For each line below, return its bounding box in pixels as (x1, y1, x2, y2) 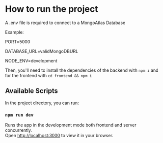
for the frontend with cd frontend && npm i (5, 72, 92, 78)
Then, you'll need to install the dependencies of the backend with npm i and (5, 67, 159, 73)
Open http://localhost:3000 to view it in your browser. (5, 133, 114, 139)
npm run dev (5, 112, 34, 117)
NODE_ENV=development (5, 57, 57, 63)
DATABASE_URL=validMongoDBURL (5, 48, 79, 54)
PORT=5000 (5, 38, 30, 45)
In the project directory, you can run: (5, 100, 79, 106)
